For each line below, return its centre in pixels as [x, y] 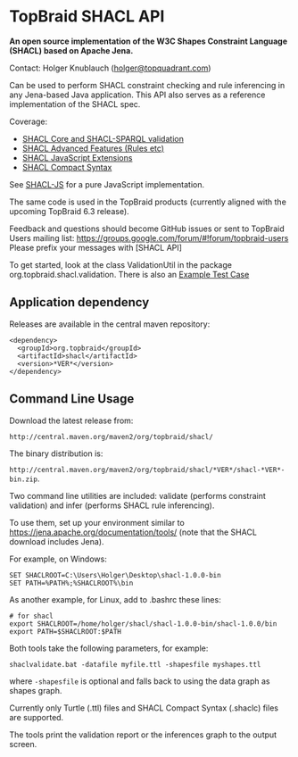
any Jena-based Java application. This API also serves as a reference [137, 95]
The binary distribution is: [56, 453]
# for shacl [31, 616]
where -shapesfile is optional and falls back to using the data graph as [140, 681]
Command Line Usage [72, 399]
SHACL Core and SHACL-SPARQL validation [103, 138]
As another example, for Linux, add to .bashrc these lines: [115, 599]
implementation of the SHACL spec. [75, 104]
